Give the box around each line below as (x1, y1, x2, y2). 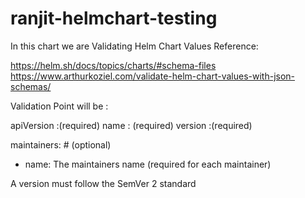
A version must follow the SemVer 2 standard (10, 177, 197, 189)
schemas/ (10, 80, 52, 92)
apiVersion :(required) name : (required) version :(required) (10, 119, 253, 131)
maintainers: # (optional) (10, 138, 112, 151)
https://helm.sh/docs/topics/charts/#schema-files (10, 59, 217, 71)
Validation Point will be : (10, 100, 109, 112)
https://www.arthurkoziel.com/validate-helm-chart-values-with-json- (10, 70, 296, 82)
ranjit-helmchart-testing (10, 7, 218, 30)
